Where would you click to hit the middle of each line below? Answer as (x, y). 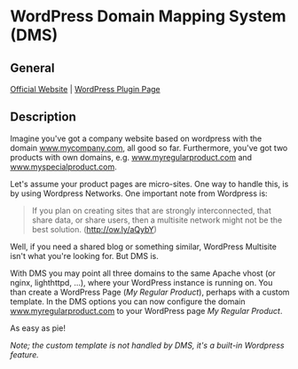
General (33, 68)
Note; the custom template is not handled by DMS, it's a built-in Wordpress (147, 345)
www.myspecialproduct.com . (64, 167)
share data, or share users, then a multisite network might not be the (157, 220)
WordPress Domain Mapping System (148, 16)
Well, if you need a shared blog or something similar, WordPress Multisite (144, 247)
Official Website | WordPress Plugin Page (85, 89)
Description (43, 117)
